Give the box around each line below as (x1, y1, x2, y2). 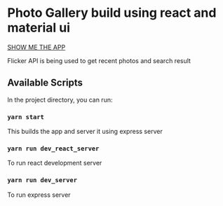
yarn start (7, 113, 44, 121)
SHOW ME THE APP (7, 43, 66, 51)
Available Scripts (7, 77, 83, 89)
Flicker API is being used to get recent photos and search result (7, 56, 191, 64)
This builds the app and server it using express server (7, 128, 163, 136)
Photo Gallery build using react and (7, 5, 217, 21)
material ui (7, 20, 71, 36)
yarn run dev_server (7, 177, 78, 184)
